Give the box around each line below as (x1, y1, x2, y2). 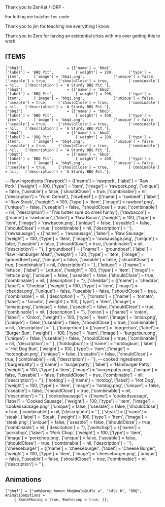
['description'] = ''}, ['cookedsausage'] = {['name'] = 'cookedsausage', (5, 392, 149, 399)
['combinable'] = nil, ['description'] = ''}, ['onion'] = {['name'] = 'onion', (5, 309, 149, 315)
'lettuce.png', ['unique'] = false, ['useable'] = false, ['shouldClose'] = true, (5, 272, 155, 278)
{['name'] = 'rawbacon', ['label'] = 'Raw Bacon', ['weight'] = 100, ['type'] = (5, 214, 156, 220)
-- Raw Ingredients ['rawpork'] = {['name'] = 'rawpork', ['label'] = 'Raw (5, 178, 149, 184)
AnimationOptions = (5, 493, 45, 498)
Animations (5, 475, 41, 484)
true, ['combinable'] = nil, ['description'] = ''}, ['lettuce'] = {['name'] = (5, 262, 146, 268)
